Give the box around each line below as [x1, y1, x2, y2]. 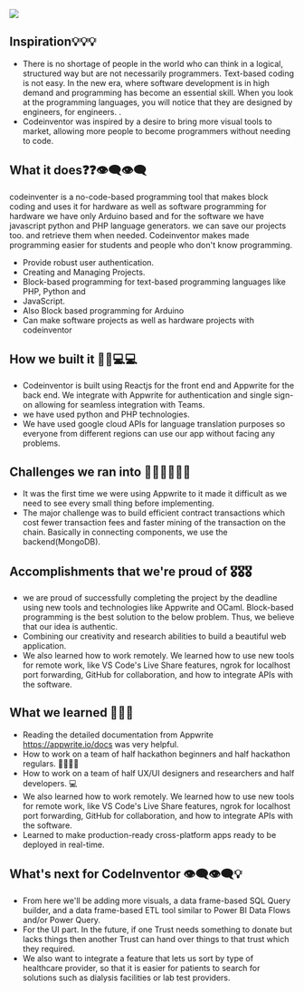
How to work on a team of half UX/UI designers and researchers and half [22, 767, 295, 778]
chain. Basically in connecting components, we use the [22, 526, 228, 538]
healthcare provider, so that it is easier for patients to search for [22, 962, 261, 973]
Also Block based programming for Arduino [22, 304, 185, 316]
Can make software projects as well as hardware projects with [22, 314, 255, 325]
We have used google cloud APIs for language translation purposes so [22, 419, 286, 429]
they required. [22, 943, 75, 954]
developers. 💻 [22, 777, 78, 788]
